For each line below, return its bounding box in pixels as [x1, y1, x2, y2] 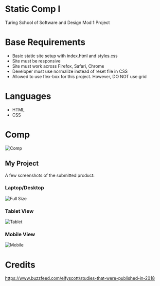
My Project [5, 160, 39, 168]
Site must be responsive [12, 58, 61, 64]
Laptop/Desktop [5, 184, 44, 191]
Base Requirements [5, 37, 86, 48]
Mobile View [5, 231, 36, 238]
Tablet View [5, 207, 34, 214]
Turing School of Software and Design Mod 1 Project [5, 20, 110, 25]
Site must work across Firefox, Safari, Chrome [12, 63, 105, 69]
